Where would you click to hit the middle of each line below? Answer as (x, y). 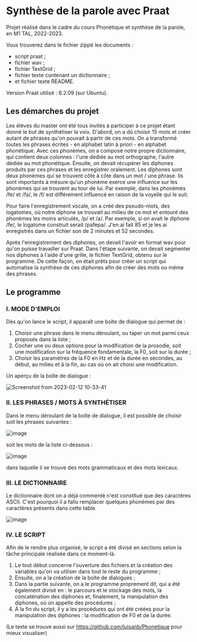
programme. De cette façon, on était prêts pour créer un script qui (86, 261)
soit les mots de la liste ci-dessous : (49, 445)
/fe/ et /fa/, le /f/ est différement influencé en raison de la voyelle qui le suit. (97, 194)
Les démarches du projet (53, 111)
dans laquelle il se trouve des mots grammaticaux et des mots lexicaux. (93, 467)
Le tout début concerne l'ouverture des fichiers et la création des (94, 565)
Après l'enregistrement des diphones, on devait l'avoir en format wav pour (96, 242)
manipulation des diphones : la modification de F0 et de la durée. (93, 615)
